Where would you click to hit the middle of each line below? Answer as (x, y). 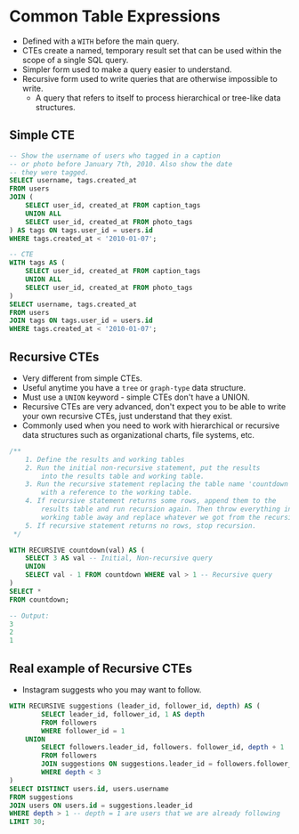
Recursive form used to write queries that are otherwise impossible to (149, 78)
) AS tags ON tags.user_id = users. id (81, 230)
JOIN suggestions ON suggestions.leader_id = (127, 764)
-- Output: (29, 616)
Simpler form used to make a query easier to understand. (127, 69)
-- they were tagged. (49, 172)
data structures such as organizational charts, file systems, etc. (138, 434)
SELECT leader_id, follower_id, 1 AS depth (123, 714)
